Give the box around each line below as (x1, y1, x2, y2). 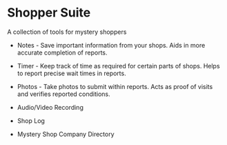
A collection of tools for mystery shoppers (7, 28, 127, 36)
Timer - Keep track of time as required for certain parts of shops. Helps (17, 61, 220, 70)
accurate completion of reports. (17, 48, 108, 57)
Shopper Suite (7, 5, 91, 21)
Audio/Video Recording (17, 103, 84, 111)
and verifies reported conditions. (17, 90, 110, 98)
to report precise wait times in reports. (17, 69, 126, 77)
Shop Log (17, 116, 45, 125)
